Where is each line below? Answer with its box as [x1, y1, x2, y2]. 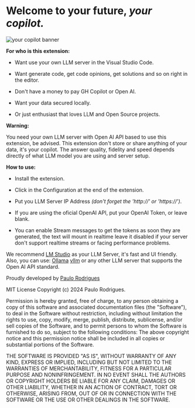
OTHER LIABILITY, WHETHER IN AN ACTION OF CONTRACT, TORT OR [6, 383, 177, 390]
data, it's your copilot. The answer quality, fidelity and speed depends [6, 146, 175, 153]
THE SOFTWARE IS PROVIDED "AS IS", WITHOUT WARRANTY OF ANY [6, 352, 177, 359]
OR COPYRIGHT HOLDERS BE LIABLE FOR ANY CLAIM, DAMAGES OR [6, 377, 176, 384]
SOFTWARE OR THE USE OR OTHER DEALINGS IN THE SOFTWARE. [6, 396, 170, 403]
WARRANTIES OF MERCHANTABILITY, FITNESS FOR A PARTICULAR [6, 364, 172, 372]
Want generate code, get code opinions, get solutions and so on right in [14, 70, 188, 77]
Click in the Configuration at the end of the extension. [14, 186, 144, 193]
